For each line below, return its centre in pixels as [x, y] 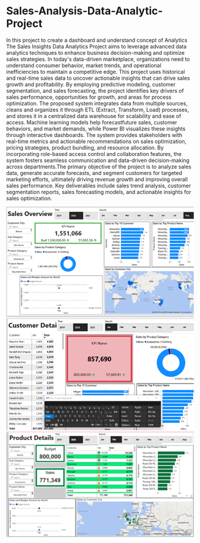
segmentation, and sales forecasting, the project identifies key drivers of [95, 90]
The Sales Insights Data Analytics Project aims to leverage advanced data [96, 46]
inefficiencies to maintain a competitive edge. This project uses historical [96, 71]
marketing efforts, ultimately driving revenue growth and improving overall [97, 179]
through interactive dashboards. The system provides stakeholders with [94, 135]
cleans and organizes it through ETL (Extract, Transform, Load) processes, [98, 110]
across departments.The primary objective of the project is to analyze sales [99, 166]
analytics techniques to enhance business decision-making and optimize [96, 52]
